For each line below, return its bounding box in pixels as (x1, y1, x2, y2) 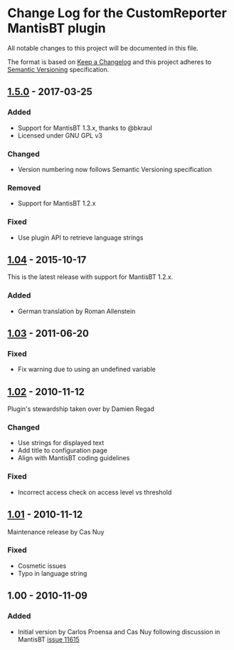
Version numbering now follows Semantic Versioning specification (17, 165, 212, 173)
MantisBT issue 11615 (17, 635, 80, 644)
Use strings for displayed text (17, 439, 105, 447)
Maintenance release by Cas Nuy (7, 527, 105, 536)
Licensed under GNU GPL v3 (17, 131, 103, 140)
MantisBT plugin (7, 20, 106, 36)
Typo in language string (17, 569, 87, 577)
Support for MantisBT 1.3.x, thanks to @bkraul (17, 123, 153, 132)
